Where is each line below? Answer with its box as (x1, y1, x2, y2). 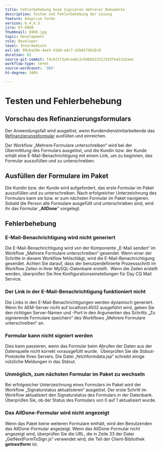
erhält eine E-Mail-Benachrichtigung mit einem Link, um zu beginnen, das (5, 153, 153, 158)
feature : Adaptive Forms (5, 16, 55, 21)
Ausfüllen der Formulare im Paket (5, 172, 109, 180)
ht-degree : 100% (5, 70, 38, 75)
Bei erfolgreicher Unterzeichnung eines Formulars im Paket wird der (5, 382, 142, 388)
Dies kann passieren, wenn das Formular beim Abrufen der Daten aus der (5, 343, 152, 349)
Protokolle (5, 353, 25, 359)
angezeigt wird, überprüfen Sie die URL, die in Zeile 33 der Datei (5, 431, 134, 436)
